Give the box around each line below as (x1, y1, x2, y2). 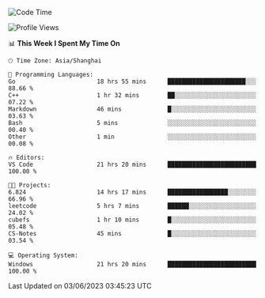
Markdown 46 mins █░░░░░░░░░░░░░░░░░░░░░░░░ (8, 105, 257, 113)
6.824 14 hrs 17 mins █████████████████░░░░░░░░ (8, 188, 257, 196)
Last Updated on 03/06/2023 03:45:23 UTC (8, 281, 152, 290)
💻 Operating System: (8, 251, 79, 259)
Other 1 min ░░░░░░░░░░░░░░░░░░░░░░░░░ (8, 133, 257, 141)
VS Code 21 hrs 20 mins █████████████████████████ (8, 160, 257, 168)
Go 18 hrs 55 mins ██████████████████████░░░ (8, 77, 257, 85)
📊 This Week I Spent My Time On (8, 39, 120, 47)
